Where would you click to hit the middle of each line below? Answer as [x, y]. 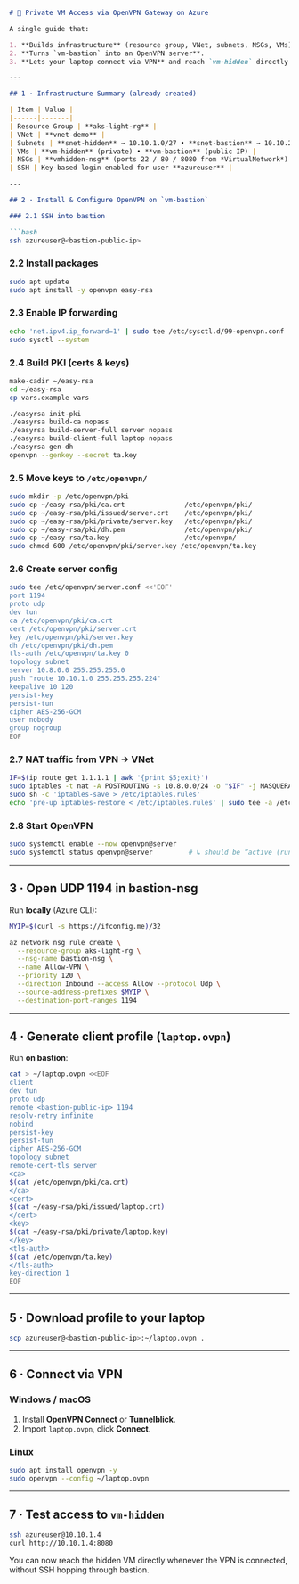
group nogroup [36, 728]
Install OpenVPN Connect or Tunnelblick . [99, 1419]
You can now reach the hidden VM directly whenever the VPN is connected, [148, 1561]
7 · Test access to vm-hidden [87, 1515]
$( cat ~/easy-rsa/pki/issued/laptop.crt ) [87, 1207]
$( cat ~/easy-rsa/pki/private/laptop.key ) [89, 1232]
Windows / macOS [50, 1399]
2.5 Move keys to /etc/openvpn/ [78, 478]
